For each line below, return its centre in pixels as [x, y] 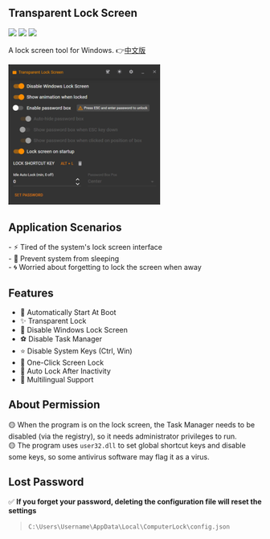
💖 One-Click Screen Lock [62, 362]
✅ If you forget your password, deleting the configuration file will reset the [135, 501]
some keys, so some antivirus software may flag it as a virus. [109, 456]
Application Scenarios [65, 227]
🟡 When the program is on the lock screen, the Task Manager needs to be [132, 424]
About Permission [54, 405]
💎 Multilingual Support [57, 379]
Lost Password [46, 482]
